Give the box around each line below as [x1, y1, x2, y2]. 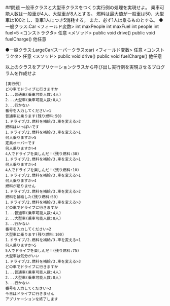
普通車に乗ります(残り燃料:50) [5, 113, 62, 119]
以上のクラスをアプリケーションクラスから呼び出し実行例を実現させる [5, 64, 152, 70]
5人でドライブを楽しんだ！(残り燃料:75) [5, 248, 80, 253]
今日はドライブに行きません [5, 291, 55, 296]
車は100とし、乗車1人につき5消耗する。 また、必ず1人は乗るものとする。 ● [5, 17, 163, 23]
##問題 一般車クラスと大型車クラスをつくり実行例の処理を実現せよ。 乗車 [5, 5, 160, 10]
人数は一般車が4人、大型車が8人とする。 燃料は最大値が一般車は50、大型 [9, 11, 164, 17]
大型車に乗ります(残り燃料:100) [5, 232, 64, 237]
